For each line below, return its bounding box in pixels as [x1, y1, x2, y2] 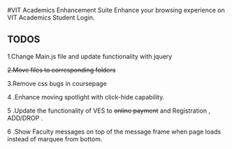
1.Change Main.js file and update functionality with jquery [7, 52, 173, 60]
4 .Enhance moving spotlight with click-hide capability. [7, 92, 165, 101]
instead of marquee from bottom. [7, 134, 103, 143]
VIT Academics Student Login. [7, 13, 95, 22]
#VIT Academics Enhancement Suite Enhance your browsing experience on [7, 6, 225, 14]
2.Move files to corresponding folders [7, 66, 116, 74]
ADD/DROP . [7, 113, 43, 122]
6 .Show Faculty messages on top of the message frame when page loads [7, 127, 222, 136]
